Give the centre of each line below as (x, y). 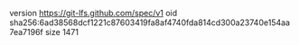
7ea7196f (26, 32)
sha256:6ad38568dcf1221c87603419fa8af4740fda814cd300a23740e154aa (150, 22)
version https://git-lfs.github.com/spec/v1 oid (93, 13)
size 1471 (62, 32)
